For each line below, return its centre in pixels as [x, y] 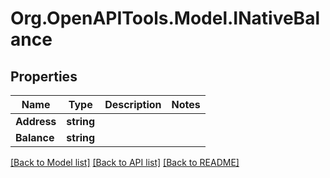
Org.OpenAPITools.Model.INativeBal [165, 18]
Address [36, 121]
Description [133, 104]
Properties [44, 76]
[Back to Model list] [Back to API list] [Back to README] [125, 162]
